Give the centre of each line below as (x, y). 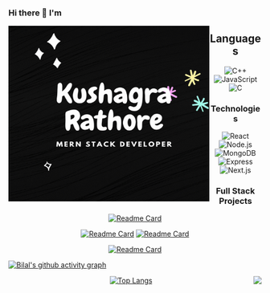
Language (235, 39)
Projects (235, 201)
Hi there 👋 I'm (35, 13)
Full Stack (235, 190)
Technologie (235, 108)
